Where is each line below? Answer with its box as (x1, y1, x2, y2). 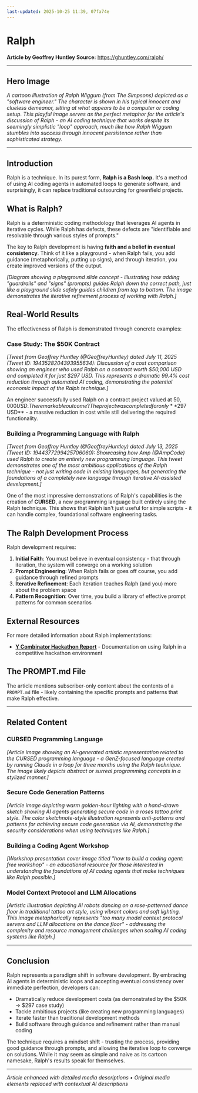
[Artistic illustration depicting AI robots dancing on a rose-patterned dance (6, 902, 189, 909)
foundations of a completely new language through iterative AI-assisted (6, 474, 182, 482)
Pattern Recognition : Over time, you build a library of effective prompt (15, 593, 186, 600)
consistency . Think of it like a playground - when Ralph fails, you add (6, 250, 175, 257)
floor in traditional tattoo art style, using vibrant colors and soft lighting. (6, 908, 181, 915)
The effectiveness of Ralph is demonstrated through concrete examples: (6, 325, 182, 332)
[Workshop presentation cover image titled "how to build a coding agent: (6, 855, 184, 862)
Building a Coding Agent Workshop (6, 842, 109, 850)
